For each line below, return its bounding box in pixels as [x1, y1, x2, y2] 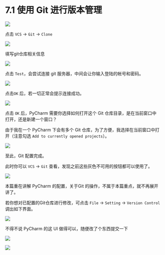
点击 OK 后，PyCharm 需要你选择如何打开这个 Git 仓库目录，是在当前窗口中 [5, 110, 157, 116]
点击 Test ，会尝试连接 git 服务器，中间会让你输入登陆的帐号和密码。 [5, 70, 144, 77]
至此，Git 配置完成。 [5, 153, 47, 159]
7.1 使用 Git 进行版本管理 [5, 4, 102, 16]
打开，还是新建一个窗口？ [5, 116, 57, 122]
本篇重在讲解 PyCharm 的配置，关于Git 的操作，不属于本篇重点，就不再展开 [5, 183, 159, 189]
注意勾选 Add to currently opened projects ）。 [13, 133, 110, 139]
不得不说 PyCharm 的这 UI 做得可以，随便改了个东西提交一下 [5, 225, 128, 231]
